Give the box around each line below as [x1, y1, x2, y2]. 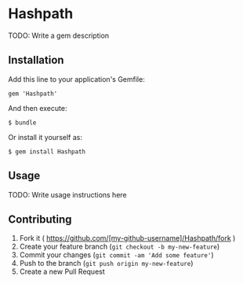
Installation [8, 53, 64, 67]
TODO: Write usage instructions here [8, 190, 127, 199]
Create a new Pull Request [19, 267, 106, 276]
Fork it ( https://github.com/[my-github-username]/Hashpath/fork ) [19, 234, 236, 243]
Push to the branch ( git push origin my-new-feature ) [19, 259, 194, 268]
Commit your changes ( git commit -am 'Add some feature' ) [19, 250, 214, 260]
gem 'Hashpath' [8, 90, 58, 98]
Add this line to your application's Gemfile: [8, 74, 145, 83]
